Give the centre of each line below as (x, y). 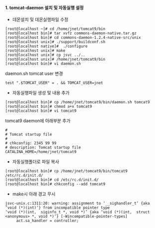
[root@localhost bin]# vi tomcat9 (41, 111)
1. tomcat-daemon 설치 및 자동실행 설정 (44, 7)
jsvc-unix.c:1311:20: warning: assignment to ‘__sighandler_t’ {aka (77, 204)
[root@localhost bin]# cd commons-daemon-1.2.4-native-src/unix (73, 38)
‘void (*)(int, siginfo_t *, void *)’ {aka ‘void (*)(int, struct (77, 212)
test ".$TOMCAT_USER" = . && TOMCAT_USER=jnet (54, 83)
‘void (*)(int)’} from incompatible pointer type (58, 208)
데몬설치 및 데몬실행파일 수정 (40, 19)
